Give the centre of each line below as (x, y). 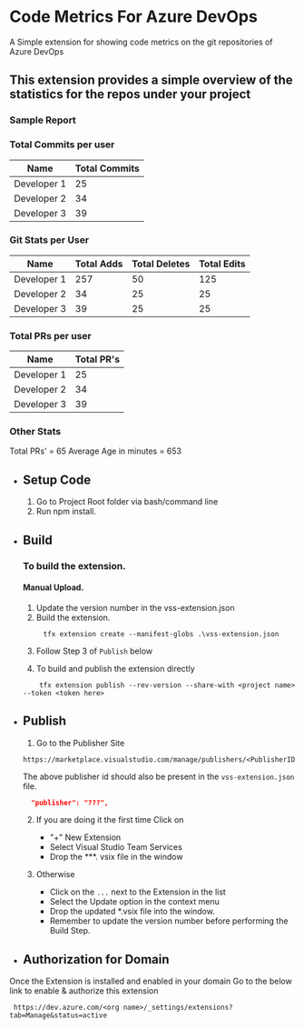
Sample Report (43, 120)
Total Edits (222, 264)
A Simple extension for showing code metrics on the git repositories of (142, 42)
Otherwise (55, 874)
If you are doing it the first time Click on (110, 820)
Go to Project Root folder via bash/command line (127, 502)
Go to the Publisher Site (80, 743)
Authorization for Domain (96, 959)
